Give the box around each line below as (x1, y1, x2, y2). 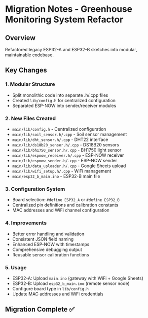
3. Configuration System (5, 185, 65, 192)
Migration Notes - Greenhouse (5, 3, 132, 15)
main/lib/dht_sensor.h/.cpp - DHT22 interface (12, 137, 109, 142)
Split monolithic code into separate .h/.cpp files (12, 92, 109, 98)
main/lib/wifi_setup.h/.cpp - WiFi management (12, 168, 111, 174)
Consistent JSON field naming (12, 236, 74, 242)
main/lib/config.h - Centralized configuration (12, 126, 107, 132)
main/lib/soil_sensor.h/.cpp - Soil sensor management (12, 131, 127, 137)
